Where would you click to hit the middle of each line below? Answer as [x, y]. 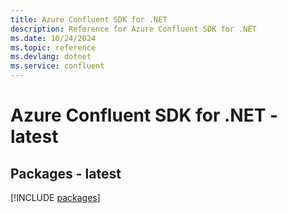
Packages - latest [66, 173]
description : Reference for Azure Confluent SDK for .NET [133, 29]
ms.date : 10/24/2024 [53, 38]
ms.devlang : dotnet [51, 57]
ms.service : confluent [57, 66]
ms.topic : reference [53, 47]
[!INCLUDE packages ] [55, 197]
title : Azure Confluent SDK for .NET [89, 19]
